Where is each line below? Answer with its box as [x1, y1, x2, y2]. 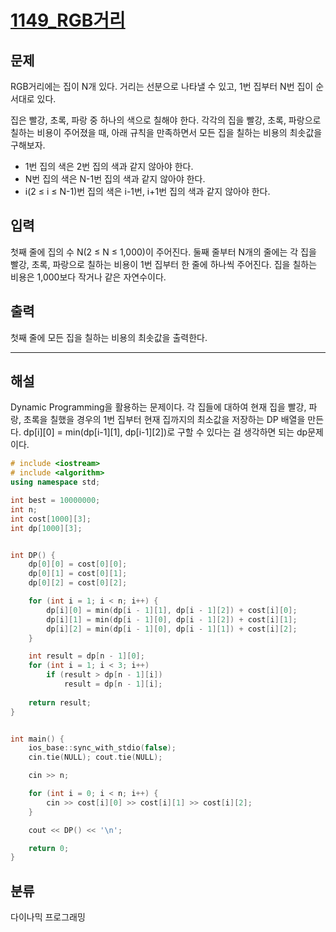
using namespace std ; [10, 477, 101, 488]
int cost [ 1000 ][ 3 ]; [10, 514, 92, 524]
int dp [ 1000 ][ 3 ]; [10, 523, 83, 533]
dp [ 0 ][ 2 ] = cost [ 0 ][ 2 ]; [28, 578, 128, 588]
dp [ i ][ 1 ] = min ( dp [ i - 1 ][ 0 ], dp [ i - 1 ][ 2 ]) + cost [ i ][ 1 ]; [46, 614, 298, 625]
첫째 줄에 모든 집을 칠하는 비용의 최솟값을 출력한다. [10, 331, 208, 343]
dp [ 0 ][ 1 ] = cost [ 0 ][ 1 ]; [28, 569, 128, 579]
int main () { [10, 734, 65, 744]
